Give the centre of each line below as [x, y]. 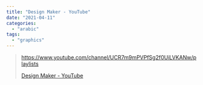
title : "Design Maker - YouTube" [48, 12]
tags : [13, 35]
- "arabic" [25, 29]
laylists [30, 64]
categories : [21, 23]
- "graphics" [28, 40]
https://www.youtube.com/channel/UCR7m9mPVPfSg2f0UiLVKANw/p [109, 57]
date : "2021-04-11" [31, 18]
